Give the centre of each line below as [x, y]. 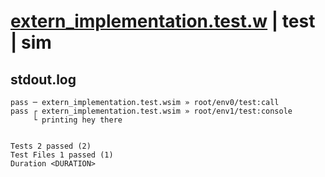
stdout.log [43, 79]
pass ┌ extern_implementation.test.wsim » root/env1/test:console [151, 111]
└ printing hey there [77, 120]
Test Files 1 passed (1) [62, 155]
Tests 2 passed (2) [51, 146]
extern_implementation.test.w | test [163, 21]
